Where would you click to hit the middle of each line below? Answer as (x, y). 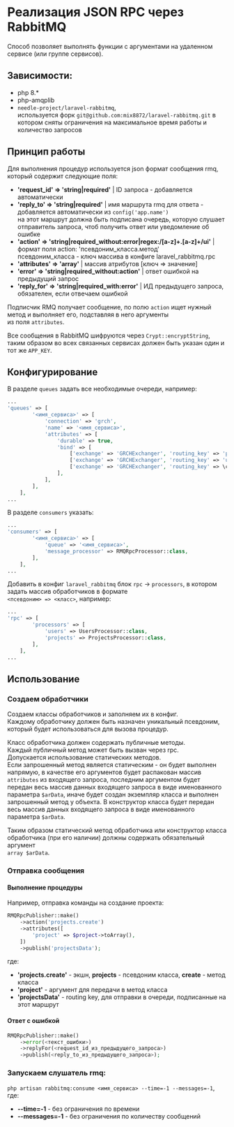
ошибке (29, 234)
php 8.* (28, 92)
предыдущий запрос (48, 278)
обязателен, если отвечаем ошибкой (72, 293)
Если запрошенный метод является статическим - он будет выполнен (112, 765)
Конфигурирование (53, 372)
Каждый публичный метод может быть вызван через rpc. (93, 750)
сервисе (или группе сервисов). (55, 54)
